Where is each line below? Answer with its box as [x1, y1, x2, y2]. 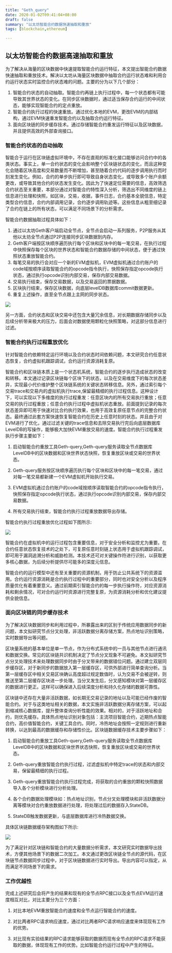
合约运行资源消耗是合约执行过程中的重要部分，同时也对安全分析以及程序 [14, 576, 167, 582]
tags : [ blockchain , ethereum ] [5, 27, 68, 32]
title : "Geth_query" [5, 7, 50, 13]
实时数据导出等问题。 [5, 634, 50, 640]
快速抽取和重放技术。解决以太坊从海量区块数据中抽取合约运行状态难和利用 [5, 72, 162, 78]
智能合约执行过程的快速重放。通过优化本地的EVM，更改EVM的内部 [12, 109, 154, 115]
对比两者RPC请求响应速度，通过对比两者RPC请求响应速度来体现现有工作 [12, 918, 166, 924]
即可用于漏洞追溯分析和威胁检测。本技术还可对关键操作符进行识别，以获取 [5, 552, 162, 558]
